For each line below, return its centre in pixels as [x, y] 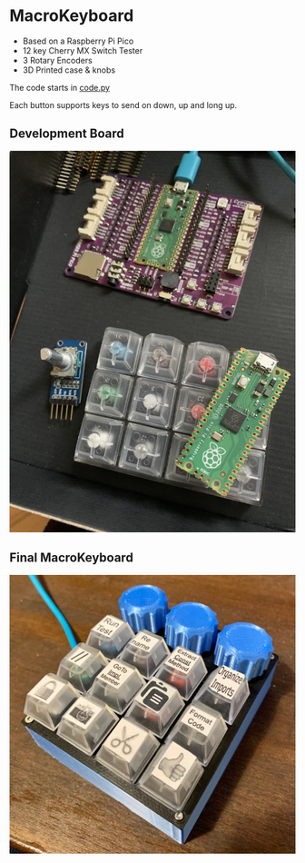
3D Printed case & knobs [69, 70]
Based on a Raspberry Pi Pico [78, 41]
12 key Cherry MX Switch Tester [83, 50]
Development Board [67, 134]
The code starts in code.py [60, 87]
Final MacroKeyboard [71, 558]
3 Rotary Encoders [57, 60]
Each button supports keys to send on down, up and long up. [123, 104]
